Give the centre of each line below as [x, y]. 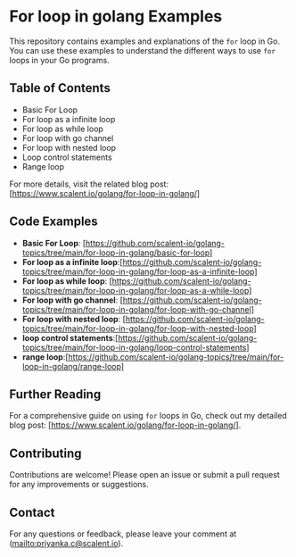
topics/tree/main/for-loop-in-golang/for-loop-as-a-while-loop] [137, 290]
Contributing [45, 453]
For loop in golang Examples [116, 17]
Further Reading [55, 394]
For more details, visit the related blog [79, 184]
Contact [32, 512]
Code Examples [53, 222]
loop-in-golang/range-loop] [73, 366]
